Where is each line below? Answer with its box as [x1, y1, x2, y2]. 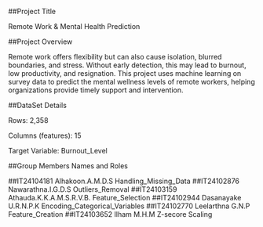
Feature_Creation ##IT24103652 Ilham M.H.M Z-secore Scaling [8, 210, 213, 218]
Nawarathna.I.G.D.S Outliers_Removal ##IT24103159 [8, 185, 177, 194]
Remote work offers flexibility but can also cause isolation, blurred [8, 52, 222, 61]
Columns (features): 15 [8, 131, 82, 140]
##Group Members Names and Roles [8, 161, 128, 171]
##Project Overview [8, 37, 73, 46]
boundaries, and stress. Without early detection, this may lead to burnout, [8, 60, 247, 70]
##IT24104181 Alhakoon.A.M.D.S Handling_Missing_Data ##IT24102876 [8, 176, 240, 186]
